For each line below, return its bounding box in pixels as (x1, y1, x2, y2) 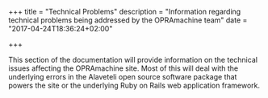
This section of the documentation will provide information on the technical (8, 55, 258, 64)
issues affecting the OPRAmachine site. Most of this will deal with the (8, 63, 239, 73)
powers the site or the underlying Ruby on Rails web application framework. (8, 80, 261, 90)
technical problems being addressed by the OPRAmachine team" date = (8, 15, 248, 25)
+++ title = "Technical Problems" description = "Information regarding (8, 7, 241, 16)
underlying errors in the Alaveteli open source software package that (8, 72, 237, 81)
